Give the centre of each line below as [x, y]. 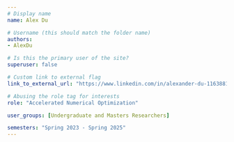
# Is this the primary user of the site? [68, 58]
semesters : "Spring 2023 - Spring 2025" [67, 128]
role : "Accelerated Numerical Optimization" [73, 103]
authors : [20, 39]
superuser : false [32, 65]
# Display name [29, 14]
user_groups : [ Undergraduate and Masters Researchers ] [88, 116]
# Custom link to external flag [54, 77]
